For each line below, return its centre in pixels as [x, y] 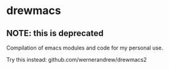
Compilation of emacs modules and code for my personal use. [85, 48]
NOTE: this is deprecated [55, 33]
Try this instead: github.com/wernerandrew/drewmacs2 [77, 60]
